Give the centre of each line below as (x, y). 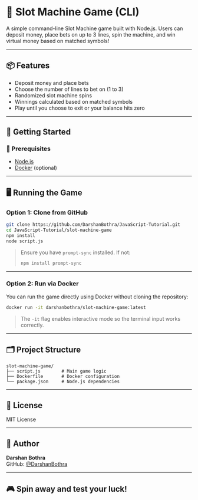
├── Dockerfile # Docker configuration (63, 377)
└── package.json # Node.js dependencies (63, 382)
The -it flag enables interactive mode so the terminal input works (100, 318)
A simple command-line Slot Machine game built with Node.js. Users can (95, 28)
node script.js (25, 241)
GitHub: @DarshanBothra (37, 464)
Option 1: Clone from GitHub (47, 212)
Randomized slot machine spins (53, 95)
